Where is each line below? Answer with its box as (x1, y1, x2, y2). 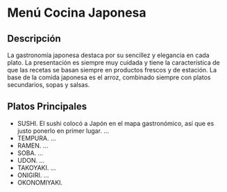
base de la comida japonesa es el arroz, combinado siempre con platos (7, 73, 211, 81)
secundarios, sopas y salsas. (7, 81, 90, 88)
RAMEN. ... (17, 141, 49, 150)
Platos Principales (7, 101, 87, 113)
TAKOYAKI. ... (17, 163, 56, 172)
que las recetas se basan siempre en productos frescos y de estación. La (7, 66, 217, 74)
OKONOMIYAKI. (17, 178, 63, 186)
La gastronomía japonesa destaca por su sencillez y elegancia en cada (7, 51, 210, 59)
